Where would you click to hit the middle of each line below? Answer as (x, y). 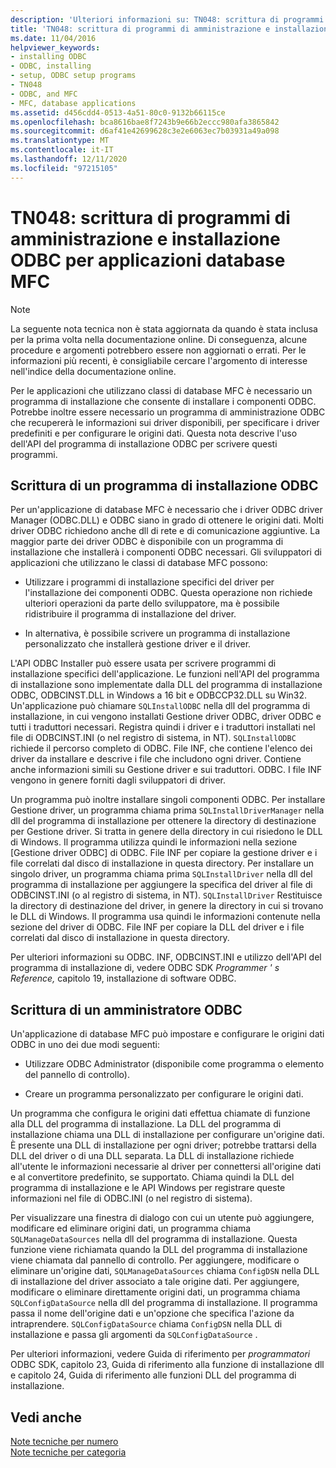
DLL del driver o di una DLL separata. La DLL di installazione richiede (152, 1156)
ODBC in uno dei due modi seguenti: (85, 1045)
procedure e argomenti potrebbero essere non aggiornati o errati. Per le (158, 350)
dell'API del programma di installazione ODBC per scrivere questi (144, 443)
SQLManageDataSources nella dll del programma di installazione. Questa (154, 1239)
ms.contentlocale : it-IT (62, 150)
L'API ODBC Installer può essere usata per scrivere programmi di (143, 663)
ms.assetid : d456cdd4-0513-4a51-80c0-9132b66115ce (118, 112)
